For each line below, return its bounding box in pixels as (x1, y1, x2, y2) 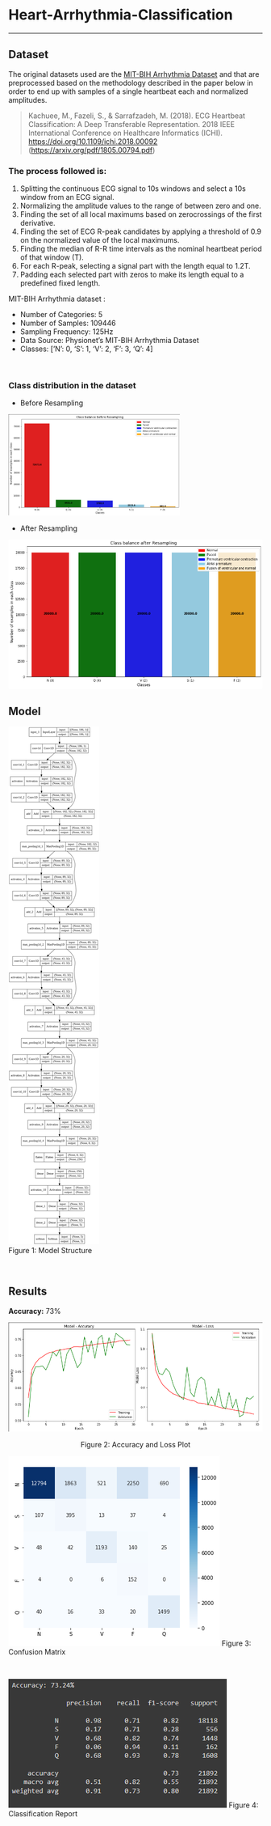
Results (8, 1285, 48, 1299)
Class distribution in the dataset (8, 379, 136, 391)
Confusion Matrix (8, 1647, 66, 1657)
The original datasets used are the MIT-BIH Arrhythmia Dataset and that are (8, 69, 260, 78)
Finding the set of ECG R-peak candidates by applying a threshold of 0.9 (19, 227, 262, 236)
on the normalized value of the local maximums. (19, 235, 180, 245)
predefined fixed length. (19, 278, 101, 288)
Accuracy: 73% (8, 1306, 62, 1315)
